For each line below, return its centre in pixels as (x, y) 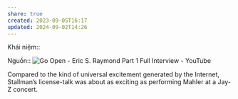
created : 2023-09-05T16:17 (47, 21)
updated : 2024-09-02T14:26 (47, 27)
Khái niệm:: (24, 47)
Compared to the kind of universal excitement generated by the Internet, (113, 74)
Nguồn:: (19, 61)
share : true (25, 14)
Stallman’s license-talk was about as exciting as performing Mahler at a (112, 82)
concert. (25, 90)
